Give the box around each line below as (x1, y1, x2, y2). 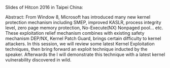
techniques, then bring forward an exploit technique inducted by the (5, 46, 148, 52)
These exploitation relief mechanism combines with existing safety (5, 30, 145, 36)
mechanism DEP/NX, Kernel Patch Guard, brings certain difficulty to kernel (5, 35, 161, 41)
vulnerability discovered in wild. (5, 57, 72, 62)
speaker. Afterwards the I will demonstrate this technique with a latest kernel (5, 51, 165, 57)
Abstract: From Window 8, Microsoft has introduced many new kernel (5, 14, 151, 20)
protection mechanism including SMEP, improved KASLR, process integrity (5, 20, 161, 25)
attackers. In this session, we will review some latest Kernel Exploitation (5, 41, 155, 47)
